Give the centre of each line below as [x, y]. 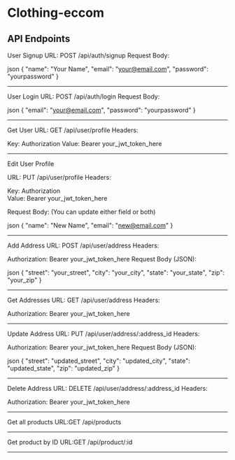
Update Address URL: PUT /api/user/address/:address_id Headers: [104, 334]
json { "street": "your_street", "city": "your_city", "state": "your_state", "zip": [116, 273]
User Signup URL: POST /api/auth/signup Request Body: [88, 55]
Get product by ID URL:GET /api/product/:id [70, 442]
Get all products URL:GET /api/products [64, 422]
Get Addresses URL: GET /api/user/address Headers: [84, 300]
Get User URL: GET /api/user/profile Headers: [73, 130]
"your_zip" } [24, 280]
